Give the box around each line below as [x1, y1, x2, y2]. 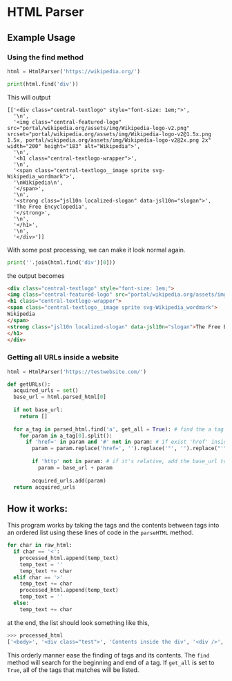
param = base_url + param [37, 464, 113, 471]
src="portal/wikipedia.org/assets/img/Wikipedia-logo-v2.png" [7, 124, 190, 131]
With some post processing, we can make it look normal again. [7, 245, 186, 254]
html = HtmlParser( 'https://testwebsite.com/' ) [7, 368, 147, 375]
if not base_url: [13, 407, 64, 413]
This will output [7, 93, 51, 101]
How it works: [7, 503, 68, 514]
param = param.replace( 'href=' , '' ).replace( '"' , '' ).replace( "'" [32, 445, 227, 452]
